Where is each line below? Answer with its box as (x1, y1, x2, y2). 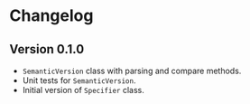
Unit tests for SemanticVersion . (22, 75, 136, 86)
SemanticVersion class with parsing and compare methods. (22, 65, 242, 76)
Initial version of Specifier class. (22, 85, 144, 95)
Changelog (9, 5, 94, 26)
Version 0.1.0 (9, 42, 85, 57)
